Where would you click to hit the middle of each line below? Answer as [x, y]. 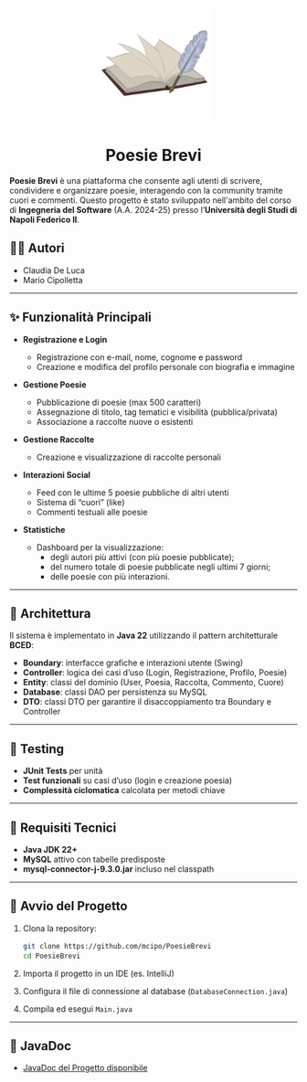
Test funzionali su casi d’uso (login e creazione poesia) [127, 780]
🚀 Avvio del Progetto [69, 906]
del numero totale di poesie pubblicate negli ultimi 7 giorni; [160, 567]
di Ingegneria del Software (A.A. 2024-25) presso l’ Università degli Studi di [153, 209]
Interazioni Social [57, 474]
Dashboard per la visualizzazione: [100, 547]
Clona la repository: [60, 928]
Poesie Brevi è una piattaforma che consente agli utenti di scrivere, [136, 180]
